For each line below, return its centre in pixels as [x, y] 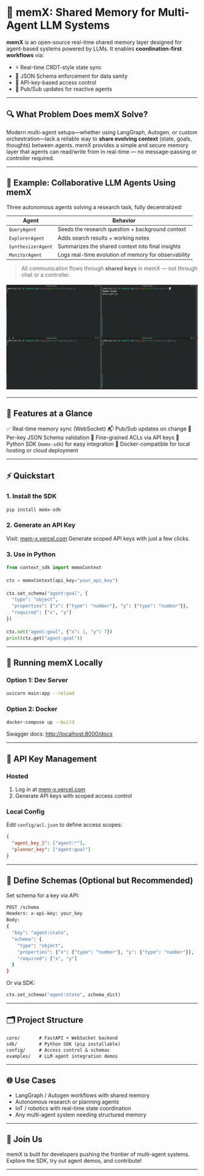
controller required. [30, 158]
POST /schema [23, 907]
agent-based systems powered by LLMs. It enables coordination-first [94, 49]
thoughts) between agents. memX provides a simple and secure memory [97, 145]
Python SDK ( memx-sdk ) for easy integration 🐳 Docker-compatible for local [98, 444]
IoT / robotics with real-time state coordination [73, 1108]
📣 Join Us [24, 1140]
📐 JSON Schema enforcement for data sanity [71, 76]
